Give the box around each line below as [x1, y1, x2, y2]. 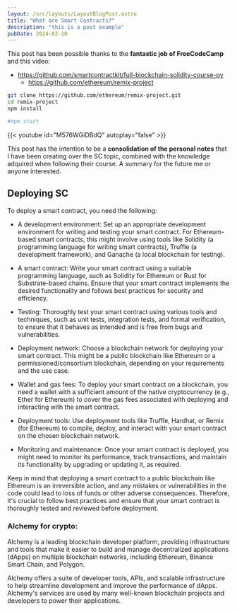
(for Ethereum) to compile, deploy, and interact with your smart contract [17, 424, 227, 432]
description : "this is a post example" [7, 23, 125, 30]
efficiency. [17, 294, 48, 302]
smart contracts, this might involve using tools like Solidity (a [37, 235, 214, 243]
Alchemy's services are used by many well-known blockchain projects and [7, 589, 225, 597]
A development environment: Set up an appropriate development [17, 220, 207, 229]
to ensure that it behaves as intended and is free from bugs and [17, 323, 202, 331]
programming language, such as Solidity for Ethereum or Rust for [17, 271, 207, 279]
